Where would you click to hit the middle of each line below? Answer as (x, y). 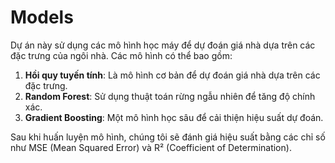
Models (42, 17)
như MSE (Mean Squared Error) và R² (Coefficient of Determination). (151, 147)
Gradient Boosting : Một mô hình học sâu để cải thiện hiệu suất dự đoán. (174, 117)
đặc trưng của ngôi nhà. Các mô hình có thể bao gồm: (121, 55)
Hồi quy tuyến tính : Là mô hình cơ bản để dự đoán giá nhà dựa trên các (172, 75)
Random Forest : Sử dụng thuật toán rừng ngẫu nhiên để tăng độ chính (170, 96)
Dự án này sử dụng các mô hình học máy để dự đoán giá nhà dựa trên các (163, 45)
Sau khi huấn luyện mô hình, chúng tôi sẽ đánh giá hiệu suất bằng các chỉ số (168, 137)
